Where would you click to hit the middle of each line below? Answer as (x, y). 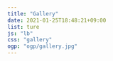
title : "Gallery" (33, 14)
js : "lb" (20, 33)
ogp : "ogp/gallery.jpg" (43, 46)
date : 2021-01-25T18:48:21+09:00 (57, 20)
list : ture (23, 27)
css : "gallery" (30, 40)
